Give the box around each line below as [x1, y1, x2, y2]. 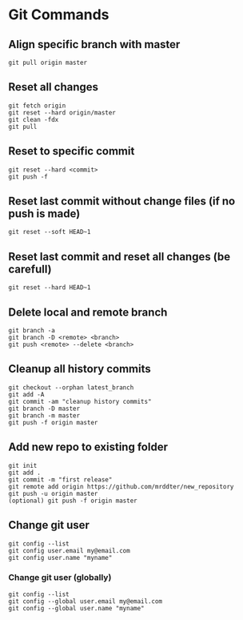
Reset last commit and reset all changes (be [8, 250, 230, 264]
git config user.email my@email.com [8, 546, 130, 554]
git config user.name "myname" [8, 554, 113, 562]
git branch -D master [8, 405, 81, 413]
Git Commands [8, 6, 110, 24]
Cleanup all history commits [8, 362, 151, 376]
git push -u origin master [8, 489, 98, 497]
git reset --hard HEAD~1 [8, 284, 91, 292]
